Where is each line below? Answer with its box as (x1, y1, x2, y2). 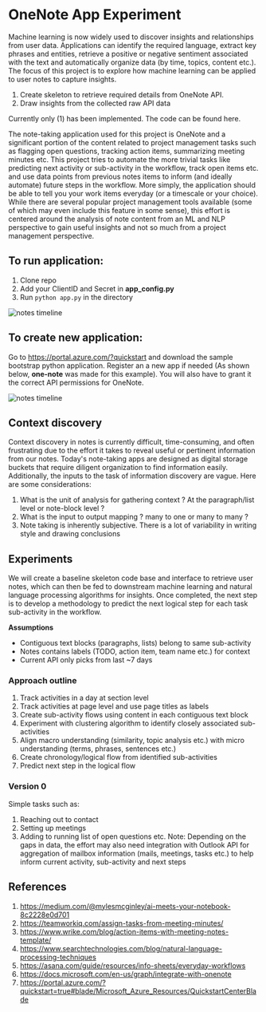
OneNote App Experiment (8, 6, 182, 24)
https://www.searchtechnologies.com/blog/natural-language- (19, 943, 223, 953)
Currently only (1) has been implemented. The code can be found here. (8, 113, 241, 123)
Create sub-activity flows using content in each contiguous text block (19, 710, 248, 720)
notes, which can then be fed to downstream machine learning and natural (8, 582, 252, 591)
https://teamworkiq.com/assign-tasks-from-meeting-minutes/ (19, 918, 224, 927)
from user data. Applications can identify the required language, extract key (8, 40, 257, 49)
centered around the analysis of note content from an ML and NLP (8, 214, 225, 223)
